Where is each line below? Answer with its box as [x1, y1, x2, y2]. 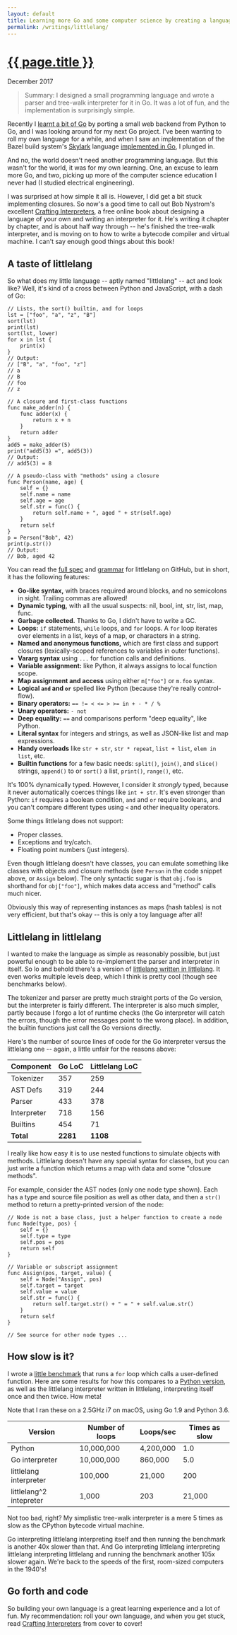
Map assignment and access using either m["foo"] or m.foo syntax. [17, 677, 215, 685]
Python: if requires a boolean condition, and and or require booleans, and [7, 796, 222, 804]
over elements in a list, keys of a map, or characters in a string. [17, 632, 200, 640]
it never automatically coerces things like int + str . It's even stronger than [7, 788, 226, 796]
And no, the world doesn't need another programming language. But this [7, 156, 219, 165]
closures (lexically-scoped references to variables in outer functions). [17, 646, 220, 655]
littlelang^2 [11, 1486, 47, 1496]
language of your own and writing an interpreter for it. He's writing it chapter [7, 215, 229, 223]
